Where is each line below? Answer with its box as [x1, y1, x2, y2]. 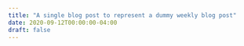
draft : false [8, 26, 51, 34]
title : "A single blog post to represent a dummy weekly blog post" [8, 11, 237, 19]
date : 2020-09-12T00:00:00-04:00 [8, 19, 118, 27]
